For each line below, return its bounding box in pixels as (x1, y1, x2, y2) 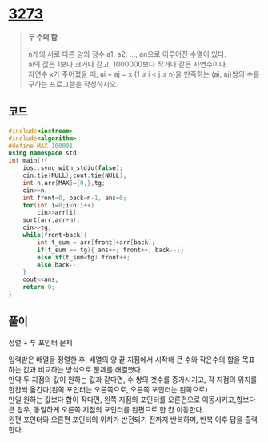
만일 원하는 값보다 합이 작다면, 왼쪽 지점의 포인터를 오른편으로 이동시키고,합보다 (8, 394, 256, 404)
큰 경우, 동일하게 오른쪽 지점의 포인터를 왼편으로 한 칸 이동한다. (8, 404, 205, 414)
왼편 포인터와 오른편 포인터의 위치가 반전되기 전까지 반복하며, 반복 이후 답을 (8, 414, 243, 424)
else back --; (37, 261, 81, 269)
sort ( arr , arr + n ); (22, 216, 81, 224)
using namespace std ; (8, 149, 81, 157)
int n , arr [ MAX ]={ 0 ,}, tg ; (22, 179, 106, 187)
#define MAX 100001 (8, 142, 74, 150)
